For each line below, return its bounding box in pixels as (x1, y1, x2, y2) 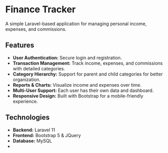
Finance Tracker (5, 4, 76, 15)
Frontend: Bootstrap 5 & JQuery (12, 132, 81, 138)
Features (5, 41, 34, 50)
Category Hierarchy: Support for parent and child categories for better (12, 71, 163, 77)
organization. (12, 76, 41, 83)
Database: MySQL (12, 138, 52, 144)
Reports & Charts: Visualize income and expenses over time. (12, 82, 142, 88)
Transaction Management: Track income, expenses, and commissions (12, 60, 163, 66)
